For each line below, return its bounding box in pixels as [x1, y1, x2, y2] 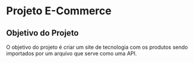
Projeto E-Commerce [6, 4, 112, 18]
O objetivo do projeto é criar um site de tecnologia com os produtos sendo [6, 43, 188, 51]
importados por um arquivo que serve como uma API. [6, 50, 138, 57]
